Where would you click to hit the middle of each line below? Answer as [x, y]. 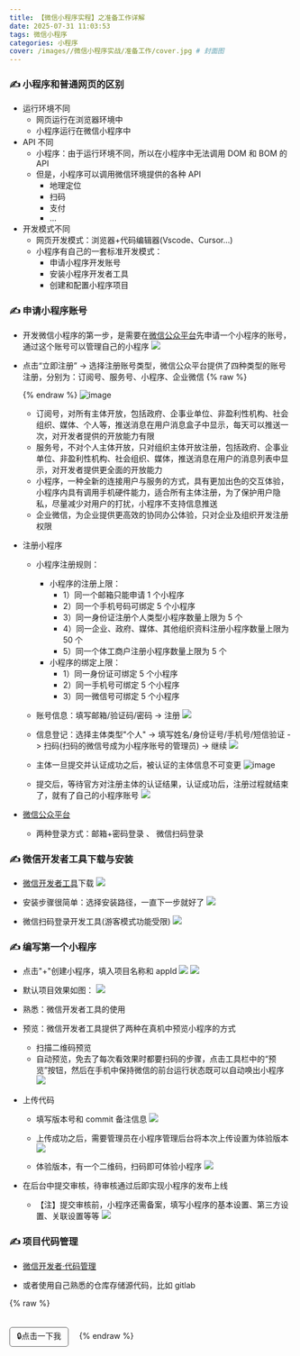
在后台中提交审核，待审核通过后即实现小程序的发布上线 [125, 1186]
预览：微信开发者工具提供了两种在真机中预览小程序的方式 [129, 1029]
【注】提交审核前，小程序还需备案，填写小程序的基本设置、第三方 [158, 1205]
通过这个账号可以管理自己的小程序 [86, 346]
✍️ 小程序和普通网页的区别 [67, 85]
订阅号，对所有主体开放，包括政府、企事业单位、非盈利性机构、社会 [162, 413]
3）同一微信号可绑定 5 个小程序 [121, 696]
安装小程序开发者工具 [89, 274]
